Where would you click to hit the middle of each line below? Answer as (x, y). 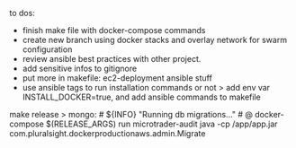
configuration (47, 49)
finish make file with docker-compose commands (114, 30)
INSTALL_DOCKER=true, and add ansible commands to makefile (141, 97)
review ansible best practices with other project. (112, 59)
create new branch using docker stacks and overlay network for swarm (155, 40)
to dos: (22, 13)
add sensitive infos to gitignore (80, 68)
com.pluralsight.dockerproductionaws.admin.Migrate (108, 133)
